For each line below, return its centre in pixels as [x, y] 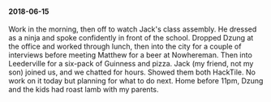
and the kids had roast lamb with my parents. [84, 90]
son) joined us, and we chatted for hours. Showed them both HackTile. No [132, 72]
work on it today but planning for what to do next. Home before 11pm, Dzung [136, 81]
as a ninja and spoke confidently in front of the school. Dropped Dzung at [131, 38]
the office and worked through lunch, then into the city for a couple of [125, 47]
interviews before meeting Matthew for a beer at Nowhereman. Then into [131, 55]
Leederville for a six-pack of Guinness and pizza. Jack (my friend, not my [131, 64]
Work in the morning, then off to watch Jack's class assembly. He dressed [133, 29]
